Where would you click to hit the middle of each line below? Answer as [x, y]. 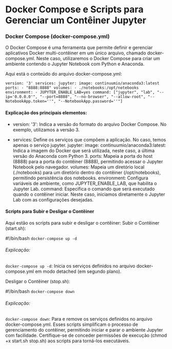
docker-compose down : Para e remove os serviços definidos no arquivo [79, 319]
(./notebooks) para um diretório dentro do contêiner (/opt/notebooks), [87, 172]
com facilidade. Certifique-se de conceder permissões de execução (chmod [86, 336]
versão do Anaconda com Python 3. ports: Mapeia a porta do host [83, 156]
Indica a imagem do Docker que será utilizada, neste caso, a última [84, 151]
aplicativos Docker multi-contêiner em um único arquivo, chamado [76, 53]
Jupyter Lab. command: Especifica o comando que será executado [84, 189]
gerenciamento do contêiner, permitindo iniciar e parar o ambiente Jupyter [84, 330]
